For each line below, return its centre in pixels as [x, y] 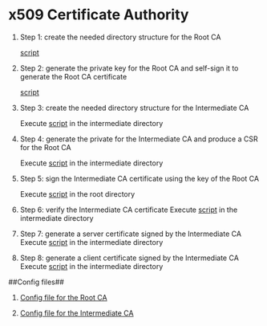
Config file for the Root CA [63, 297]
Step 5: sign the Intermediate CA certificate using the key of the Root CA [139, 178]
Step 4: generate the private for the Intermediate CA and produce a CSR [139, 139]
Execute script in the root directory [77, 194]
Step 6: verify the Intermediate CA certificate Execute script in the [129, 210]
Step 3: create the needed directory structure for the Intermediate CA [134, 108]
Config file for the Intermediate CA [77, 313]
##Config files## [36, 282]
